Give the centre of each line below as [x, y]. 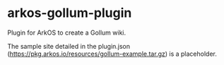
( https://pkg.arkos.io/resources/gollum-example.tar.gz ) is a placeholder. [112, 54]
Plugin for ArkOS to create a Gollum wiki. [66, 32]
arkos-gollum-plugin [70, 13]
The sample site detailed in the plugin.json [69, 46]
